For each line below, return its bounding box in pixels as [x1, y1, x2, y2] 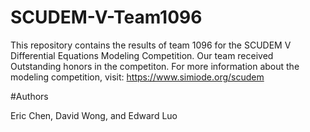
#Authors [10, 90, 49, 102]
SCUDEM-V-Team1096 [10, 6, 203, 29]
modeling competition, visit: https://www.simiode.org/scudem [10, 71, 265, 83]
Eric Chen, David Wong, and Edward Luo [10, 109, 178, 121]
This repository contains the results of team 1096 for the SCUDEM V [10, 39, 292, 51]
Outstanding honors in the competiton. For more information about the [10, 60, 300, 72]
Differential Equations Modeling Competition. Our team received [10, 49, 274, 61]
